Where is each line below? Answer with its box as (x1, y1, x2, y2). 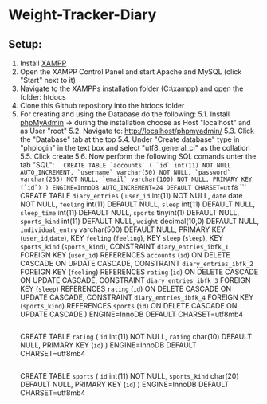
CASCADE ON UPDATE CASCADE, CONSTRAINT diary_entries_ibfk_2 (19, 259, 253, 268)
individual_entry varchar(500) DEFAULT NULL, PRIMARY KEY (19, 225, 226, 234)
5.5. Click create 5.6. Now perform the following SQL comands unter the (19, 151, 257, 161)
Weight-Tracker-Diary (8, 6, 157, 24)
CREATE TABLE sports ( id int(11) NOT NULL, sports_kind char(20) (19, 371, 239, 380)
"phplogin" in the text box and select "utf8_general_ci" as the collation (19, 143, 251, 152)
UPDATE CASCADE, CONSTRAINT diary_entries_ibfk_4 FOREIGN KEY (19, 292, 254, 302)
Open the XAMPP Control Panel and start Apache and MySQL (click (19, 67, 242, 76)
